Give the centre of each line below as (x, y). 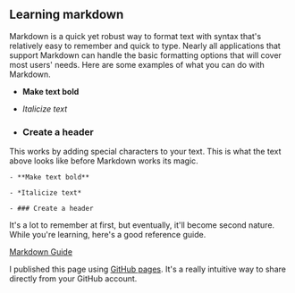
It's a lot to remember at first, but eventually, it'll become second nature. (142, 225)
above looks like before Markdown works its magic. (104, 161)
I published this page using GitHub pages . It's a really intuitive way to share (147, 269)
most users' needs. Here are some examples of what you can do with (137, 64)
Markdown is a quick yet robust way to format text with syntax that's (135, 36)
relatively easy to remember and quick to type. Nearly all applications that (145, 46)
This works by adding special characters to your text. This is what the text (145, 152)
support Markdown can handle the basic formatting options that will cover (145, 55)
